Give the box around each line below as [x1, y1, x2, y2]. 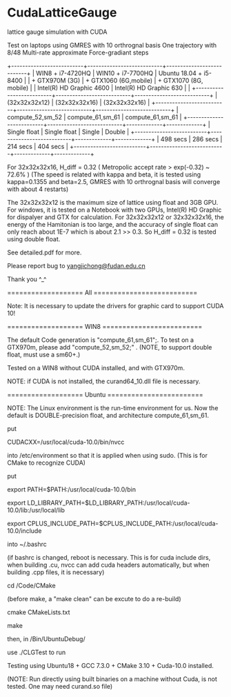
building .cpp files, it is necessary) [7, 567, 105, 576]
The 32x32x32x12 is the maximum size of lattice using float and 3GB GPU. [7, 198, 219, 206]
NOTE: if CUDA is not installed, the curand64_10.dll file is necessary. [7, 377, 201, 385]
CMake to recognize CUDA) [7, 458, 86, 467]
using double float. [7, 234, 61, 243]
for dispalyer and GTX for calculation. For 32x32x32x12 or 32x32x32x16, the [7, 212, 224, 221]
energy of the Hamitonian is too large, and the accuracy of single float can [7, 220, 219, 228]
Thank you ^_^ [7, 274, 47, 283]
